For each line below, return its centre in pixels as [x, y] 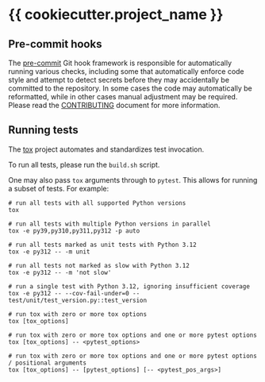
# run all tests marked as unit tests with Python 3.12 [102, 245]
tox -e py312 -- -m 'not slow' [60, 272]
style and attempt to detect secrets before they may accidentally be [119, 80]
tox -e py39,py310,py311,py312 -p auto [74, 231]
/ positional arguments [48, 363]
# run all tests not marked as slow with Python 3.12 [99, 265]
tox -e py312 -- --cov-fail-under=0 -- [74, 293]
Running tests [44, 130]
